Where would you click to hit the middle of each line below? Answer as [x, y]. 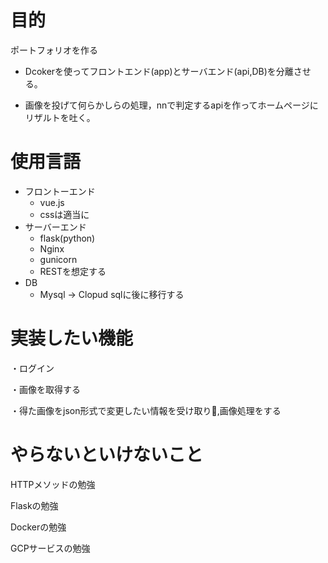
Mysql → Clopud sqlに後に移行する [112, 294]
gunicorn [58, 259]
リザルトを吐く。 [60, 117]
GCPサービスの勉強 [50, 548]
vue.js [52, 202]
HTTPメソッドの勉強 [53, 484]
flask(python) [67, 238]
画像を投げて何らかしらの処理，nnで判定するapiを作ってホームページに [171, 105]
